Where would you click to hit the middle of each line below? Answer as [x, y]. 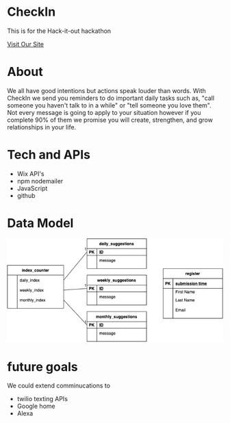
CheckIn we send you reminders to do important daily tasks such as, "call [111, 98]
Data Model [40, 223]
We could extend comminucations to [59, 386]
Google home [36, 406]
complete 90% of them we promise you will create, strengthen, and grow [110, 120]
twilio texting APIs [42, 399]
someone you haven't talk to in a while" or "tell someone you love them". [110, 105]
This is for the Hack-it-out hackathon [59, 31]
